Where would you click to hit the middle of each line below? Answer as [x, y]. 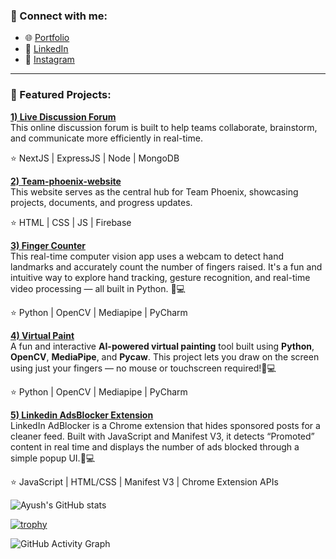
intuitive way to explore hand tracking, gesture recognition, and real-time [160, 277]
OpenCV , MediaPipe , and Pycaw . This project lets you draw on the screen [165, 356]
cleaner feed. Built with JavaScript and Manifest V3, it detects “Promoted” [162, 436]
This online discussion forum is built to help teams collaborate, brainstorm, [164, 127]
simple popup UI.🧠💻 [53, 458]
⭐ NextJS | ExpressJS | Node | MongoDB [95, 158]
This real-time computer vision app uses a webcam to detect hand [147, 256]
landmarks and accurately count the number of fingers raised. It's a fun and [166, 266]
